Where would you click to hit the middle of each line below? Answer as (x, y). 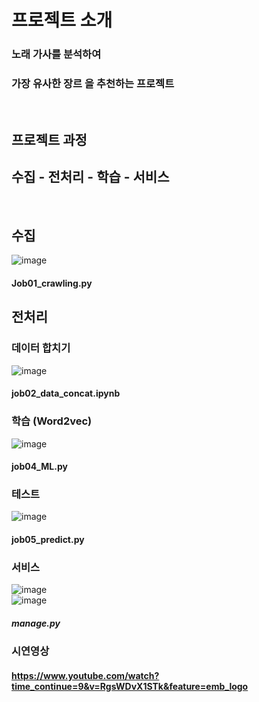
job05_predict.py (48, 540)
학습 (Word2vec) (52, 421)
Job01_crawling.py (52, 283)
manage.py (36, 623)
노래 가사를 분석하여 (56, 54)
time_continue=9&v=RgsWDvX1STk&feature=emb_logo (130, 686)
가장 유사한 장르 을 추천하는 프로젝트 (93, 84)
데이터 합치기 (41, 348)
